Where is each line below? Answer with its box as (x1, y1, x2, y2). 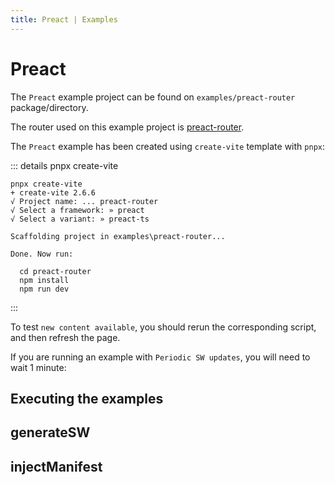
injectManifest (10, 458, 103, 475)
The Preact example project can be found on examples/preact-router (10, 91, 296, 103)
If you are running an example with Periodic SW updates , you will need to (10, 351, 311, 363)
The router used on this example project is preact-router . (10, 121, 245, 133)
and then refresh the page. (10, 331, 121, 343)
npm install (19, 275, 70, 285)
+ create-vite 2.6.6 (10, 187, 97, 198)
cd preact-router (19, 266, 92, 276)
